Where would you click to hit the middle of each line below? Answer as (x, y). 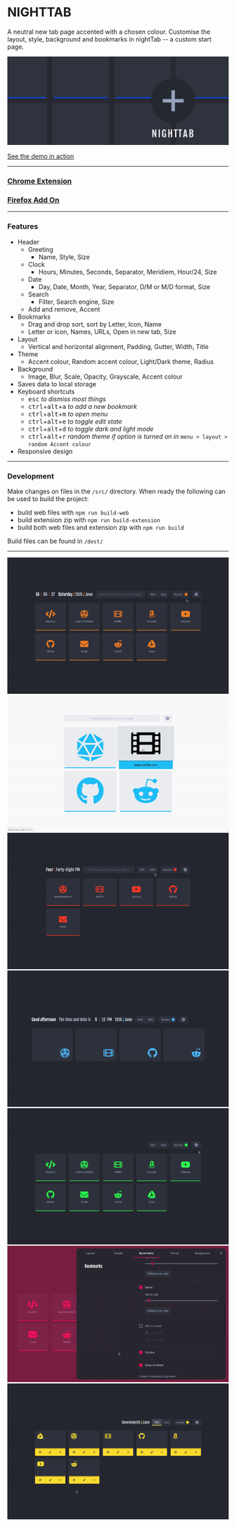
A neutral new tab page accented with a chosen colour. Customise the (109, 32)
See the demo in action (41, 156)
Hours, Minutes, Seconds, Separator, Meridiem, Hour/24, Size (128, 272)
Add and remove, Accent (64, 309)
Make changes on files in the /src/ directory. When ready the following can (117, 492)
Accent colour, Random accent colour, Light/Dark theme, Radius (121, 361)
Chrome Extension (40, 182)
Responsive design (45, 451)
